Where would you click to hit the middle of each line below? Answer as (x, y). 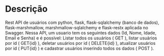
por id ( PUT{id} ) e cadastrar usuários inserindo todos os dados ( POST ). (80, 48)
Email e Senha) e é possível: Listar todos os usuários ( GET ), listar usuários (81, 38)
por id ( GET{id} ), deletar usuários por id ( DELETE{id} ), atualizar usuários (80, 43)
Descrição (26, 9)
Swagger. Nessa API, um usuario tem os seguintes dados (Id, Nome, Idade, (81, 33)
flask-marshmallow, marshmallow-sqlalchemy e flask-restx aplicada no (77, 27)
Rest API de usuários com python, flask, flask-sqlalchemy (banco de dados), (82, 22)
